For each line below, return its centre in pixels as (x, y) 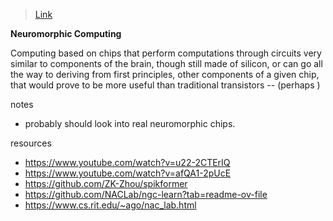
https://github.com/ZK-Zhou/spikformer (106, 183)
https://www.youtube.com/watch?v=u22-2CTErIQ (127, 162)
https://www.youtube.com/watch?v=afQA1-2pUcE (128, 173)
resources (31, 143)
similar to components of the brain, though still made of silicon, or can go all (166, 63)
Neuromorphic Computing (66, 33)
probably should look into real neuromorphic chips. (130, 123)
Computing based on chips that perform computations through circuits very (166, 53)
